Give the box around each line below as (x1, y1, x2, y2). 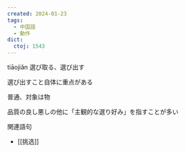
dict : (7, 36, 23, 43)
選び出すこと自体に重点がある (7, 78, 93, 86)
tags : (7, 17, 23, 24)
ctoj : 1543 (13, 43, 45, 50)
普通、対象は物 (7, 92, 50, 101)
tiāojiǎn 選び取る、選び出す (7, 63, 85, 71)
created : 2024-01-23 (7, 10, 68, 18)
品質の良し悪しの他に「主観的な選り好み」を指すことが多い (7, 108, 179, 116)
